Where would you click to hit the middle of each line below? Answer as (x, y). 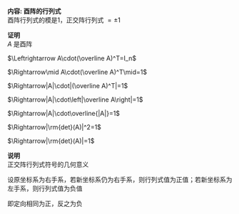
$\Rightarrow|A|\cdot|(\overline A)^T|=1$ (68, 86)
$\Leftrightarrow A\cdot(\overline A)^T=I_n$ (72, 58)
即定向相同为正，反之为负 (45, 203)
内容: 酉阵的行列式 (34, 11)
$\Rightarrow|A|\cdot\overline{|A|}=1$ (63, 113)
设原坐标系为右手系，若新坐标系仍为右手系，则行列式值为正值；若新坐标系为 (120, 180)
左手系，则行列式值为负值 (45, 188)
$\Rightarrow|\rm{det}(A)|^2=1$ (55, 127)
